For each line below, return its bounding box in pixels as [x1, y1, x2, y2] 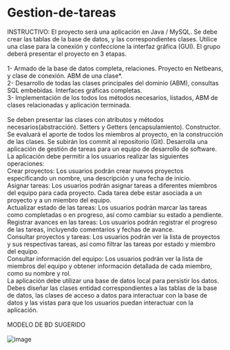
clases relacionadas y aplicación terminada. [7, 101, 132, 109]
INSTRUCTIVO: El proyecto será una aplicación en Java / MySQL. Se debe [7, 28, 218, 36]
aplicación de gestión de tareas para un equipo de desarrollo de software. [7, 145, 217, 153]
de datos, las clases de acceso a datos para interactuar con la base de [7, 291, 208, 299]
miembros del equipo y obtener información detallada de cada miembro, [7, 262, 212, 270]
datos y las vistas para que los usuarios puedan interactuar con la [7, 298, 194, 307]
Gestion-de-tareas [7, 5, 116, 21]
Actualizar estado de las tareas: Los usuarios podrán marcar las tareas [7, 203, 208, 212]
